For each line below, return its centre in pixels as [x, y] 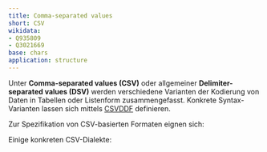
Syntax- [231, 100]
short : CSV [26, 23]
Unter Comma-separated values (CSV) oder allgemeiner [103, 83]
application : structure [48, 61]
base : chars [28, 53]
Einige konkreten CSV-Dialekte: [60, 139]
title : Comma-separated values [61, 16]
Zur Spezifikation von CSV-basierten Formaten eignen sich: [106, 124]
